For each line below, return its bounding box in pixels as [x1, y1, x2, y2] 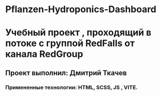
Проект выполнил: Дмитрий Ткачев [5, 69, 127, 77]
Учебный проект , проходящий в [5, 27, 152, 39]
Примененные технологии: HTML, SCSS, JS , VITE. [5, 84, 138, 91]
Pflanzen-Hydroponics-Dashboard [5, 4, 156, 15]
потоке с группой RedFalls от [5, 38, 135, 49]
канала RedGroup [5, 48, 84, 60]
